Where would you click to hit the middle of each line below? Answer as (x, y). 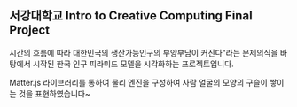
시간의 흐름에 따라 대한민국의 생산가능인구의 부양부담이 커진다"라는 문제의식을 (144, 52)
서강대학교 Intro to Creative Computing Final (131, 16)
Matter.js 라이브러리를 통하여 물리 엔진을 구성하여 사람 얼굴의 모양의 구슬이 (138, 82)
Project (30, 31)
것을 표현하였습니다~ (54, 93)
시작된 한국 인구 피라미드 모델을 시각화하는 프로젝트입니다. (133, 64)
